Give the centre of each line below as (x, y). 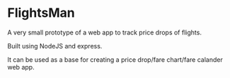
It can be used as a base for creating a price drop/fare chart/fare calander (115, 59)
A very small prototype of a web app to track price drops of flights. (104, 32)
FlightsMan (41, 13)
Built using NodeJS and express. (55, 46)
